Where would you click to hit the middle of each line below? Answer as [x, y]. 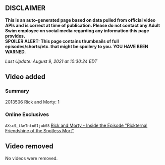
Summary [17, 91]
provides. [15, 36]
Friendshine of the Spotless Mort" [40, 130]
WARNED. [16, 52]
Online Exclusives [27, 114]
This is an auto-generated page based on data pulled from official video [81, 20]
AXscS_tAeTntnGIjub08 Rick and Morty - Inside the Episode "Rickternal [76, 125]
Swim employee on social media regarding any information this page [77, 30]
